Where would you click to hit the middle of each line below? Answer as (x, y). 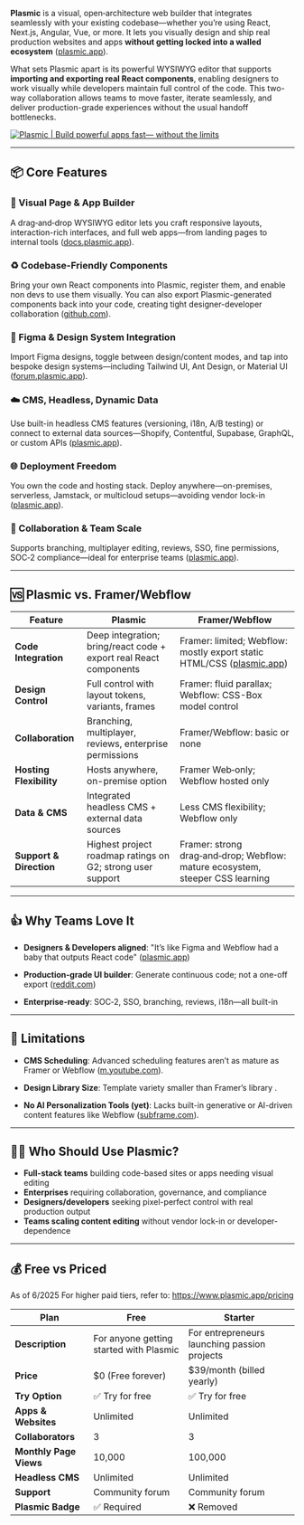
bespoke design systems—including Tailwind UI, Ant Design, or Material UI (149, 366)
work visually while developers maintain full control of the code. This (138, 88)
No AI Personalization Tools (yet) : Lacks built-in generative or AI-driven (157, 1105)
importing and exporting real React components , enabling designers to (144, 79)
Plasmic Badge (47, 1507)
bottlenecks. (33, 117)
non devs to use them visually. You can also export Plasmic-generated (141, 294)
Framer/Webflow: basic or (235, 732)
